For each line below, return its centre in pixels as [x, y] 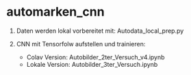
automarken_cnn [55, 12]
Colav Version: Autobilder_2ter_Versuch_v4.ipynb [95, 57]
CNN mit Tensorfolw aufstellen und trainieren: [81, 44]
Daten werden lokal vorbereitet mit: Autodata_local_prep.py [100, 31]
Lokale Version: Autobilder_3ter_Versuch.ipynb [92, 64]
